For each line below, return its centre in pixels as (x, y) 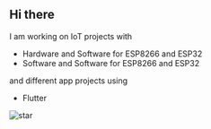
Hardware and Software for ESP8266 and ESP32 (112, 54)
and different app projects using (69, 81)
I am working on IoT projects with (71, 36)
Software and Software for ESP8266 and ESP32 (111, 63)
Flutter (35, 98)
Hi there (32, 15)
